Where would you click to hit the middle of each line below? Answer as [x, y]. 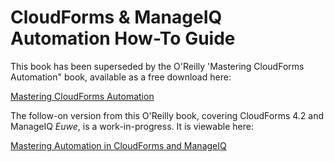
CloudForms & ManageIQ [116, 17]
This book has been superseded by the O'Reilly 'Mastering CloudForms [157, 66]
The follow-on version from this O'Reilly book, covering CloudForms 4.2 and [167, 115]
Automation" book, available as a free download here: [121, 77]
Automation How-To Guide [123, 38]
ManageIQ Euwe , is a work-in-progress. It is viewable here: [132, 126]
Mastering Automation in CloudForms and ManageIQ [118, 145]
